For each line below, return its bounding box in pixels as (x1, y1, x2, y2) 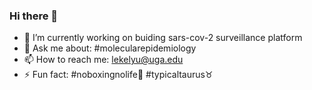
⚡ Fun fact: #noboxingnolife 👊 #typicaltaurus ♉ (23, 69, 214, 81)
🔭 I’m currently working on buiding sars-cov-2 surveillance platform (23, 32, 303, 44)
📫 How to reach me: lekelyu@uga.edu (23, 54, 184, 66)
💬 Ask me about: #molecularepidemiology (23, 42, 197, 54)
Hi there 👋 (9, 9, 59, 23)
